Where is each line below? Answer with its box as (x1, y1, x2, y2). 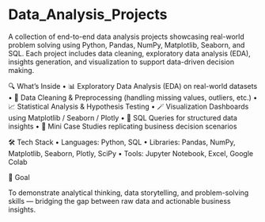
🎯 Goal (8, 172, 30, 182)
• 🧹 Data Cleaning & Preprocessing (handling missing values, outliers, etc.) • (8, 93, 258, 102)
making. (8, 65, 35, 75)
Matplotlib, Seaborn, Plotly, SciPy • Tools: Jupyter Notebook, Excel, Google (8, 148, 254, 158)
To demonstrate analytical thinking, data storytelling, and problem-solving (8, 188, 249, 197)
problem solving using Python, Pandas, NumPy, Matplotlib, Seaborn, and (8, 40, 245, 49)
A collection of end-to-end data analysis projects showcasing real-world (8, 32, 244, 41)
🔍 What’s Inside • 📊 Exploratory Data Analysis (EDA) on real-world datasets (8, 81, 258, 90)
